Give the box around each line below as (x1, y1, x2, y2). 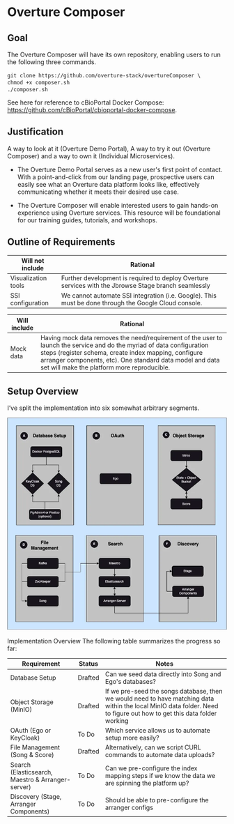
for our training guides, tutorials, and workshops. (17, 215, 158, 224)
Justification (7, 126, 64, 138)
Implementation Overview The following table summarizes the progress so (7, 636, 221, 645)
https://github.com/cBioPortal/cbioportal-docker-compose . (7, 106, 178, 114)
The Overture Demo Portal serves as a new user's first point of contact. (17, 165, 223, 174)
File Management (10, 743, 61, 751)
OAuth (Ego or (10, 726, 52, 735)
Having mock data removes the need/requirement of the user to (40, 333, 223, 342)
